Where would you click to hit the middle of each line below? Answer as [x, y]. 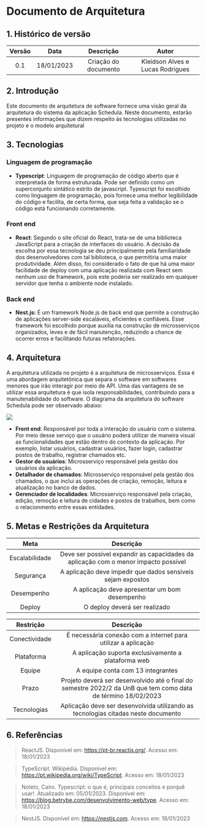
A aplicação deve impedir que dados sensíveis [127, 571]
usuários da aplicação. [44, 467]
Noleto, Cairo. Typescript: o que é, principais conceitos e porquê [103, 787]
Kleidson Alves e [165, 61]
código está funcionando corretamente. [65, 208]
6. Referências [35, 735]
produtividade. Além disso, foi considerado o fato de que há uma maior [105, 264]
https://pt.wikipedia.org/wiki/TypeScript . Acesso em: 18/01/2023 [103, 775]
